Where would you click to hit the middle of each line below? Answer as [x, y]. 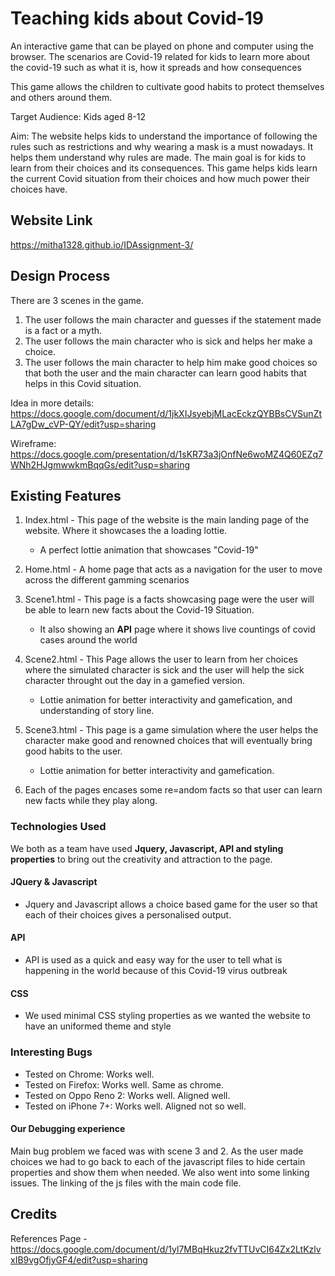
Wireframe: [33, 443]
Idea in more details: [52, 403]
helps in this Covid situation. [83, 383]
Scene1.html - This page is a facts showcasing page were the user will [169, 599]
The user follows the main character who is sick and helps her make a [168, 341]
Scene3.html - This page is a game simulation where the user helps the [171, 730]
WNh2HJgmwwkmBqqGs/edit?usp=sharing [100, 464]
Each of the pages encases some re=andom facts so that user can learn [173, 790]
